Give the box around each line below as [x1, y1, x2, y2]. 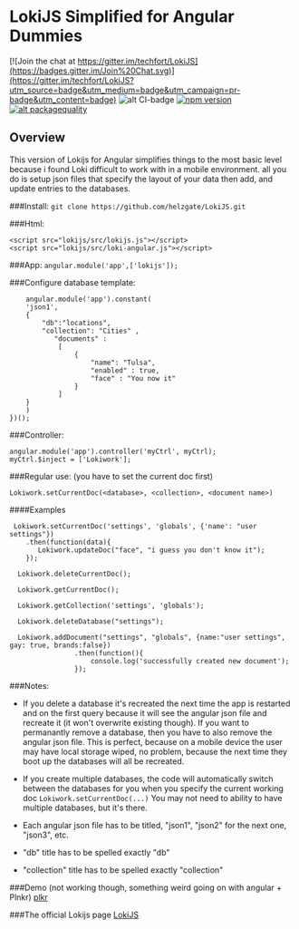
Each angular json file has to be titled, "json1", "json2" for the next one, [22, 819, 287, 830]
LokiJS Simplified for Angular [9, 6, 235, 27]
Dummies [9, 25, 83, 46]
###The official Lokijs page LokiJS [9, 909, 139, 920]
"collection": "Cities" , [42, 326, 140, 335]
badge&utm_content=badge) [9, 93, 117, 105]
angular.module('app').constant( [25, 295, 152, 304]
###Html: [9, 218, 45, 228]
